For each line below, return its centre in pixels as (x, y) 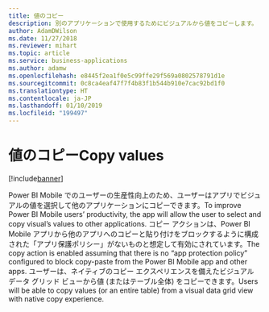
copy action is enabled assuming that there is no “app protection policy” (128, 253)
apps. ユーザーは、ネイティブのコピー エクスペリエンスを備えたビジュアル (131, 271)
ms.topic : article (39, 53)
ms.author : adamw (37, 69)
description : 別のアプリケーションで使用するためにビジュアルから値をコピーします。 (133, 23)
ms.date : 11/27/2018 (43, 38)
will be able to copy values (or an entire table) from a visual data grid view (131, 290)
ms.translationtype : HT (48, 91)
